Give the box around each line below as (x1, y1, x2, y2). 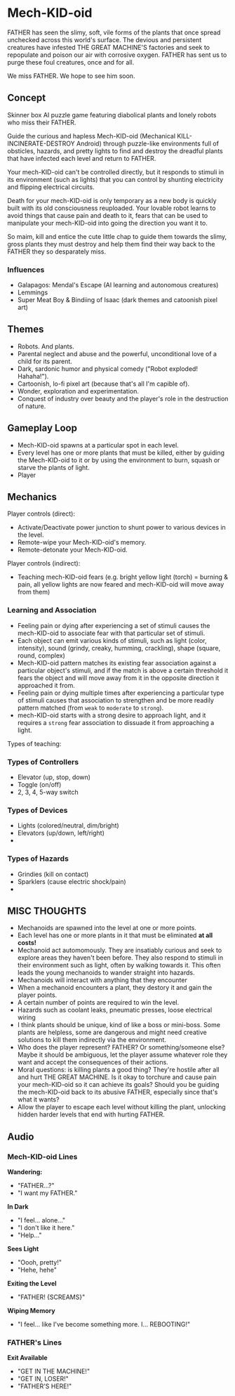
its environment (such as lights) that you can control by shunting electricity (7, 175, 224, 183)
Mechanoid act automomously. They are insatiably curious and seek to (17, 946, 222, 955)
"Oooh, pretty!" (17, 1258, 62, 1267)
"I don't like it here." (17, 1224, 75, 1232)
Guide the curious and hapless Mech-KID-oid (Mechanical (7, 131, 176, 140)
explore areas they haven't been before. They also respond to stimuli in (17, 953, 223, 962)
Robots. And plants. (17, 342, 75, 351)
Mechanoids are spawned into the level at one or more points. (17, 924, 196, 932)
